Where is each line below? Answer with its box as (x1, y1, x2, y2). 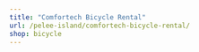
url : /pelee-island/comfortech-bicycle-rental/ (9, 21, 191, 30)
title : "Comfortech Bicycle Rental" (9, 12, 146, 22)
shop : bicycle (9, 29, 63, 38)
